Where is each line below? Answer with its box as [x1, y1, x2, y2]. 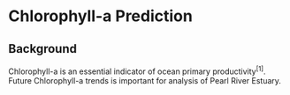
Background [8, 41, 77, 56]
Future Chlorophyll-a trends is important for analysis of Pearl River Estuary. [8, 75, 282, 85]
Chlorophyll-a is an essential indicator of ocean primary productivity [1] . [8, 64, 266, 77]
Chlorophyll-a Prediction [8, 6, 194, 26]
